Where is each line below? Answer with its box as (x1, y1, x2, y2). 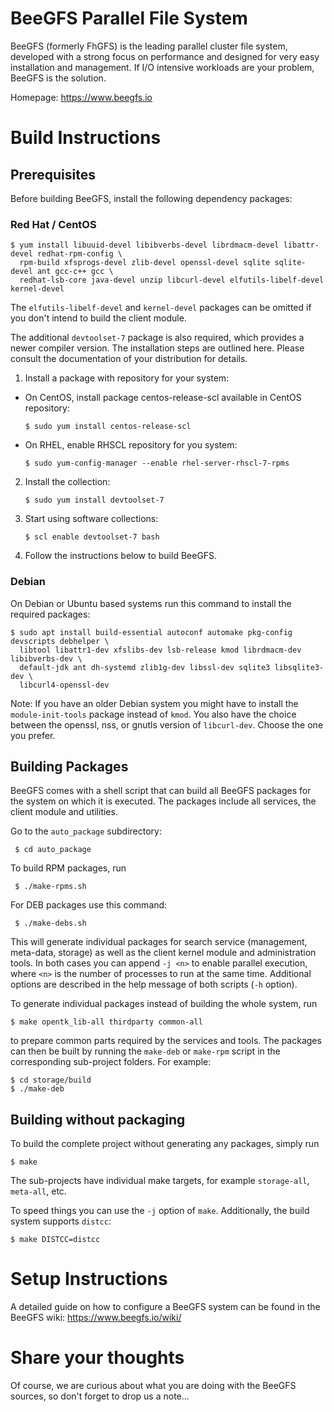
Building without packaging (10, 1111, 186, 1128)
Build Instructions (10, 127, 162, 149)
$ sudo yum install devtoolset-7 (24, 495, 165, 506)
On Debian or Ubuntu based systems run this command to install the (10, 597, 292, 609)
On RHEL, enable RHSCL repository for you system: (24, 439, 238, 451)
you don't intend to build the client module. (10, 312, 187, 324)
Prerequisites (10, 166, 96, 183)
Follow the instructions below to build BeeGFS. (24, 550, 218, 562)
